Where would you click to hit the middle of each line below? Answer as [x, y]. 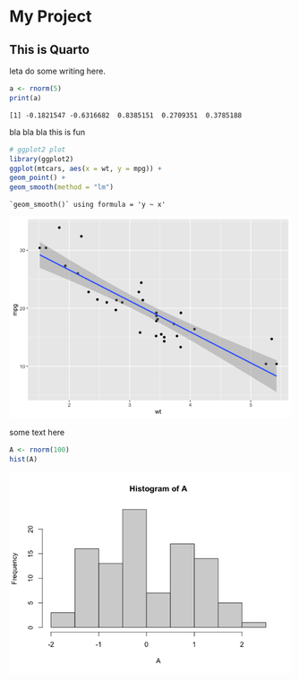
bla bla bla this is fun [47, 132]
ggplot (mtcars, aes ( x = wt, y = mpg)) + [86, 168]
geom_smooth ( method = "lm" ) [62, 187]
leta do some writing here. [57, 71]
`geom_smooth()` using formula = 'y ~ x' [88, 205]
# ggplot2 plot [38, 150]
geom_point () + [38, 178]
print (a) [26, 98]
